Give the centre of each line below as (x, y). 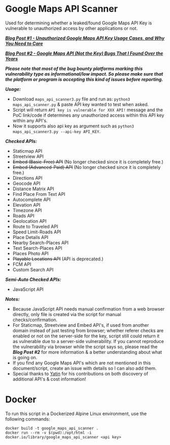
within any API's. (30, 120)
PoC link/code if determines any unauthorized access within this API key (88, 115)
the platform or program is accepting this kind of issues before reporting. (84, 79)
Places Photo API (31, 253)
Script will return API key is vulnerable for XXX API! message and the (88, 110)
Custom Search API (33, 269)
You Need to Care (24, 43)
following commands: (28, 419)
